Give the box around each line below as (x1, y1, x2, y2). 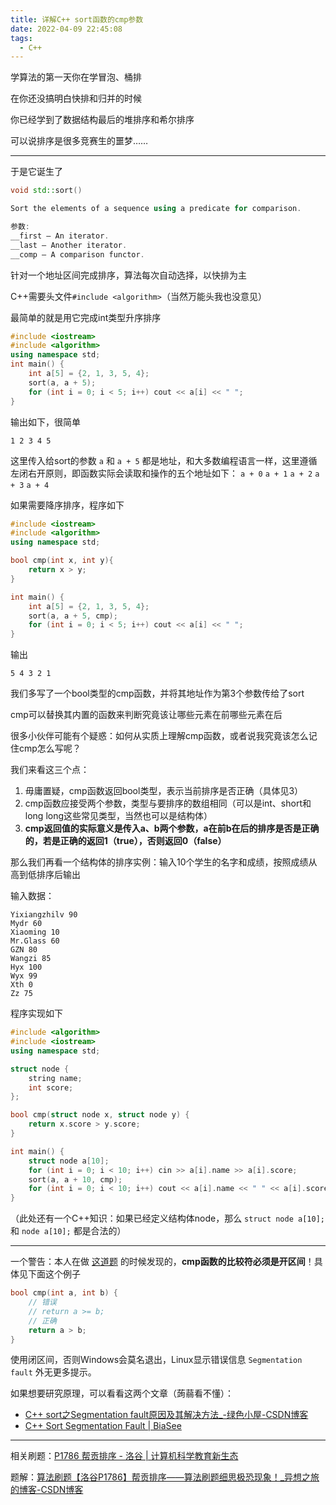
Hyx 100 (10, 962, 43, 973)
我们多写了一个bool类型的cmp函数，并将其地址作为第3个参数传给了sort (10, 687, 305, 700)
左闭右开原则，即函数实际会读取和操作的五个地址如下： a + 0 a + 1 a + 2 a (10, 467, 320, 479)
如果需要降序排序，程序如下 (10, 499, 125, 511)
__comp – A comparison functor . (10, 249, 145, 260)
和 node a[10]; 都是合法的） (10, 1225, 127, 1237)
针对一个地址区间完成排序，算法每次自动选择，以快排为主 (10, 269, 247, 281)
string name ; (28, 1073, 83, 1083)
